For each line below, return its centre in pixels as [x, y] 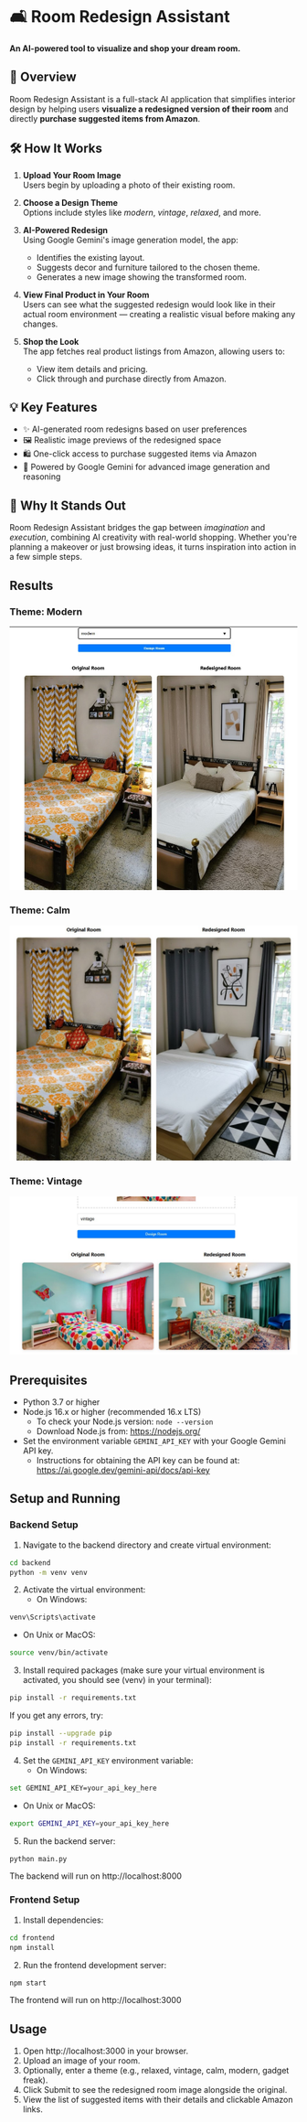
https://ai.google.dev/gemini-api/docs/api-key [123, 1470]
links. [32, 2109]
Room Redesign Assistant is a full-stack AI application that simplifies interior [153, 99]
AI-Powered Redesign [65, 230]
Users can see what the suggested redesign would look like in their [149, 304]
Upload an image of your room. [81, 2061]
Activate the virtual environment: [84, 1590]
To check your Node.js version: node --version [125, 1421]
